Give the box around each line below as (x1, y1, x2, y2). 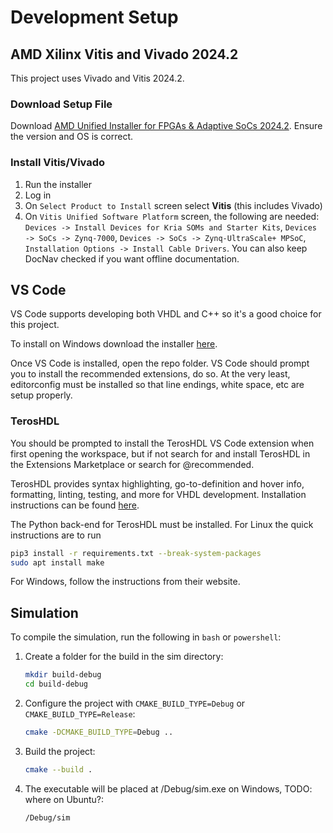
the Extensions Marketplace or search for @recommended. (10, 458, 255, 470)
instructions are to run (10, 529, 102, 541)
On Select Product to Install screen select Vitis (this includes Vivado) (24, 199, 323, 211)
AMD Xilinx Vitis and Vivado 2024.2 (10, 46, 239, 63)
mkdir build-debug (24, 670, 102, 680)
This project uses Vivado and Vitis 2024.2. (10, 72, 185, 84)
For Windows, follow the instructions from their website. (10, 576, 241, 588)
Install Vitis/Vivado (10, 156, 106, 170)
